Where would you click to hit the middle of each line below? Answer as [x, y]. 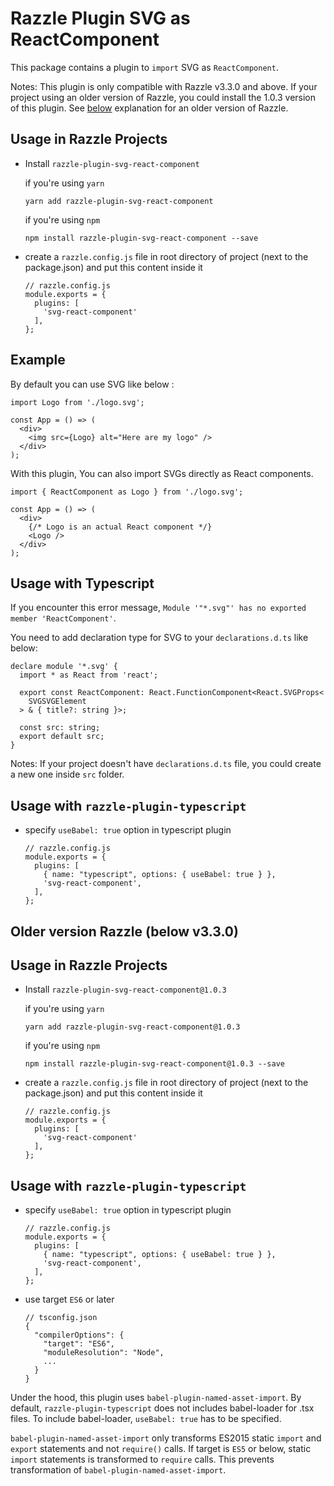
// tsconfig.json [61, 1318]
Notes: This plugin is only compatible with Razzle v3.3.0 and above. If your [164, 86]
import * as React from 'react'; [89, 675]
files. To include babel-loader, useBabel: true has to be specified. [146, 1419]
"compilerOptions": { [79, 1335]
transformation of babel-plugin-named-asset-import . [118, 1470]
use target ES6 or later [69, 1299]
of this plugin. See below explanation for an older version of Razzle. [149, 108]
